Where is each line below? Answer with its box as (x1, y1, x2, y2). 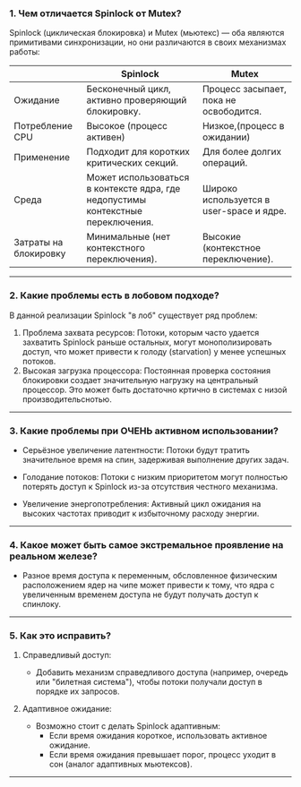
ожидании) (202, 131, 251, 143)
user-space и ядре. (202, 205, 287, 218)
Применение (13, 151, 70, 164)
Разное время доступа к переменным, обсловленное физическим (21, 570, 278, 581)
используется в (202, 193, 271, 206)
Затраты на (13, 236, 64, 249)
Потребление (13, 120, 73, 133)
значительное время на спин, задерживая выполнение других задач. (21, 454, 289, 465)
